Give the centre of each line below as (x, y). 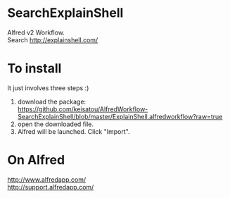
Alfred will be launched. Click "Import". (74, 131)
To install (34, 69)
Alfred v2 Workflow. (36, 32)
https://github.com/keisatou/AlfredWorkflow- (83, 109)
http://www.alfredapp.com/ (47, 179)
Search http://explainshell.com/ (53, 39)
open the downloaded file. (55, 124)
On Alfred (36, 160)
